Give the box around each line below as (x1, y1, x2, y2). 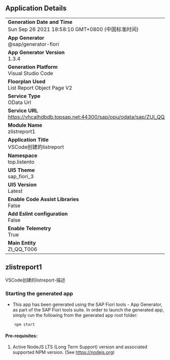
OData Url (8, 99, 31, 106)
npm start (14, 322, 35, 327)
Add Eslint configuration (8, 210, 68, 217)
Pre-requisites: (5, 333, 38, 339)
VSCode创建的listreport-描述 (5, 277, 66, 283)
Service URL (8, 107, 38, 114)
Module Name (8, 122, 42, 129)
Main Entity (8, 239, 36, 246)
